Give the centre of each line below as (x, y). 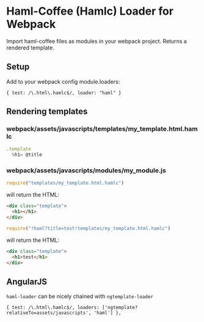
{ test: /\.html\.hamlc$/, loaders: (53, 308)
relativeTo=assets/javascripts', (49, 313)
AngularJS (27, 281)
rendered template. (31, 48)
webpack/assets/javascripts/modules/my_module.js (86, 170)
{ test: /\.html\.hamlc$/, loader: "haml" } (64, 93)
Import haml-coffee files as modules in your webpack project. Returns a (97, 41)
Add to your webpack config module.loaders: (63, 81)
